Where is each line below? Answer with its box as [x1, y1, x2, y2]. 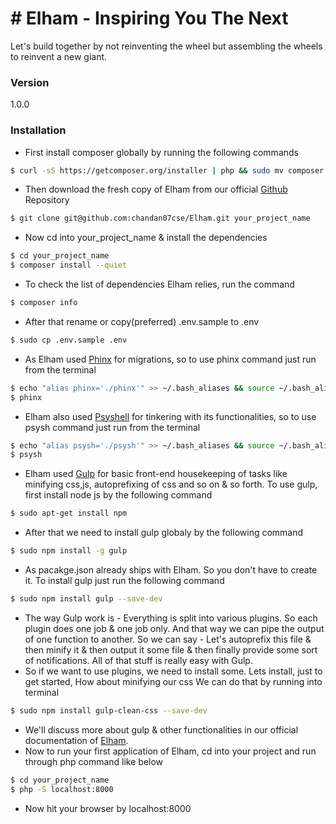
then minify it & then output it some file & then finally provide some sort [24, 643, 318, 656]
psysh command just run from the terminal [24, 421, 201, 433]
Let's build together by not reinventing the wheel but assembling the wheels [10, 40, 323, 52]
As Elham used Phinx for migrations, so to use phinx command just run [24, 353, 317, 365]
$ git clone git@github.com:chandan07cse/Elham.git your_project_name [10, 213, 311, 224]
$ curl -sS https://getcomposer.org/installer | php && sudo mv [10, 165, 284, 176]
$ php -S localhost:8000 [10, 784, 114, 794]
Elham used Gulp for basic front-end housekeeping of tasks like [24, 468, 288, 480]
